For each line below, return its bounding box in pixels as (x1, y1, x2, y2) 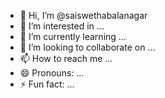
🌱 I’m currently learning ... (19, 31, 127, 42)
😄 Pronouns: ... (19, 67, 85, 79)
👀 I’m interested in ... (19, 20, 105, 32)
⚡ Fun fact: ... (19, 78, 75, 90)
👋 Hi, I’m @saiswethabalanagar (19, 10, 148, 21)
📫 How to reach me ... (19, 53, 113, 64)
